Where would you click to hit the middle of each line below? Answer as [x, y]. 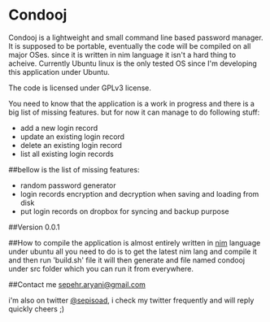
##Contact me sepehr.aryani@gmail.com [77, 284]
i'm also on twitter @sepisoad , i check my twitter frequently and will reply [131, 300]
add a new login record [59, 128]
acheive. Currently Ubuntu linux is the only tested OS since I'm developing [133, 63]
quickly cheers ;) [37, 309]
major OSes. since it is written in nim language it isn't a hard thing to [122, 54]
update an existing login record [72, 137]
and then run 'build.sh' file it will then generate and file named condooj [127, 260]
